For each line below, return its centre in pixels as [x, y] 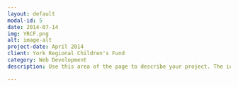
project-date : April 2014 [45, 47]
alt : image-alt [30, 40]
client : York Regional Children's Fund [66, 54]
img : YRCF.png [28, 34]
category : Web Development [47, 60]
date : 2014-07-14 [33, 27]
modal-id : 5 [25, 21]
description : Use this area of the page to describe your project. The [115, 66]
